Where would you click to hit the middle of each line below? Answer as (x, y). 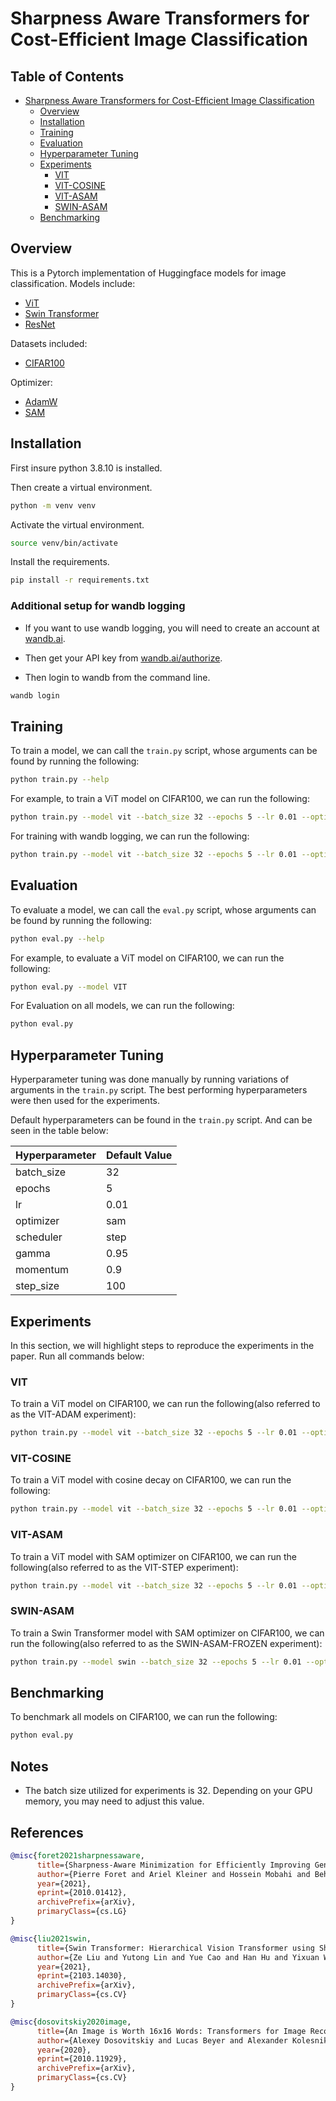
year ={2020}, (64, 2050)
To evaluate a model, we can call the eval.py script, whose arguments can (163, 909)
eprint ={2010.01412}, (82, 1893)
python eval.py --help (57, 938)
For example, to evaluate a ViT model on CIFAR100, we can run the (147, 958)
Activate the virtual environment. (77, 524)
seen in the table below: (59, 1131)
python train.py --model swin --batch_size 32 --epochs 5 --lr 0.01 (156, 1662)
